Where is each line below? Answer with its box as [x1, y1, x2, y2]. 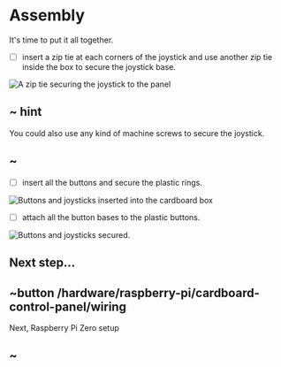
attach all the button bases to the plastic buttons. [21, 211, 201, 222]
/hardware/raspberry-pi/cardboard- [57, 285, 260, 301]
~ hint [9, 104, 42, 119]
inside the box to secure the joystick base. [21, 62, 177, 72]
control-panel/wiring [9, 299, 126, 314]
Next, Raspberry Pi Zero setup [9, 322, 119, 333]
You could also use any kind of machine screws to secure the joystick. [9, 127, 265, 138]
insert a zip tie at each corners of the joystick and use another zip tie [21, 51, 272, 62]
